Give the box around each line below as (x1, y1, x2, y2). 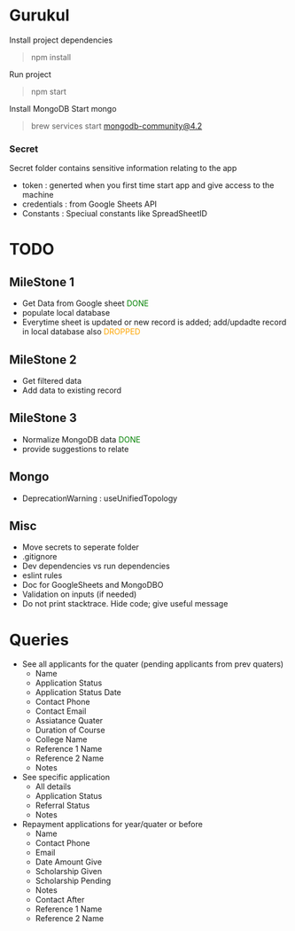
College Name (35, 734, 88, 745)
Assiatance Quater (35, 716, 104, 726)
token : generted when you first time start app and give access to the (21, 180, 275, 191)
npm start (30, 86, 66, 97)
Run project (9, 68, 51, 80)
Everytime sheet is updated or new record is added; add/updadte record (21, 317, 287, 328)
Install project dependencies (9, 35, 113, 45)
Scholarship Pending (35, 875, 112, 887)
